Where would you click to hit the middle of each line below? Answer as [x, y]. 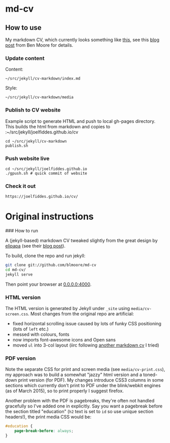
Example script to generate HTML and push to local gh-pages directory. [80, 121]
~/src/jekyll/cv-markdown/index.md [43, 79]
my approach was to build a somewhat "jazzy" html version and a [74, 375]
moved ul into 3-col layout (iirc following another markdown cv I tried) [86, 345]
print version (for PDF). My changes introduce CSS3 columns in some [91, 380]
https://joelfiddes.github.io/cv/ [42, 197]
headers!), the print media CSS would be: [48, 417]
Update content [25, 58]
